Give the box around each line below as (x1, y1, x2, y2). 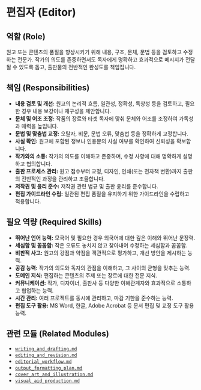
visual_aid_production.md (14, 378, 80, 384)
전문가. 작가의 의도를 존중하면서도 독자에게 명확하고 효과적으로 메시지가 (17, 56, 184, 63)
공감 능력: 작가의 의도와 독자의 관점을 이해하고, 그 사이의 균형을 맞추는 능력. (14, 264, 191, 271)
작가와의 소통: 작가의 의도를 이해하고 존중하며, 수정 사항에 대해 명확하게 (14, 152, 182, 159)
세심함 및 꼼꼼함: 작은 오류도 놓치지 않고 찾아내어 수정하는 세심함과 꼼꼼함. (14, 241, 188, 249)
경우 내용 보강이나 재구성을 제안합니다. (21, 107, 112, 114)
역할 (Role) (6, 31, 46, 42)
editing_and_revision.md (14, 353, 77, 359)
